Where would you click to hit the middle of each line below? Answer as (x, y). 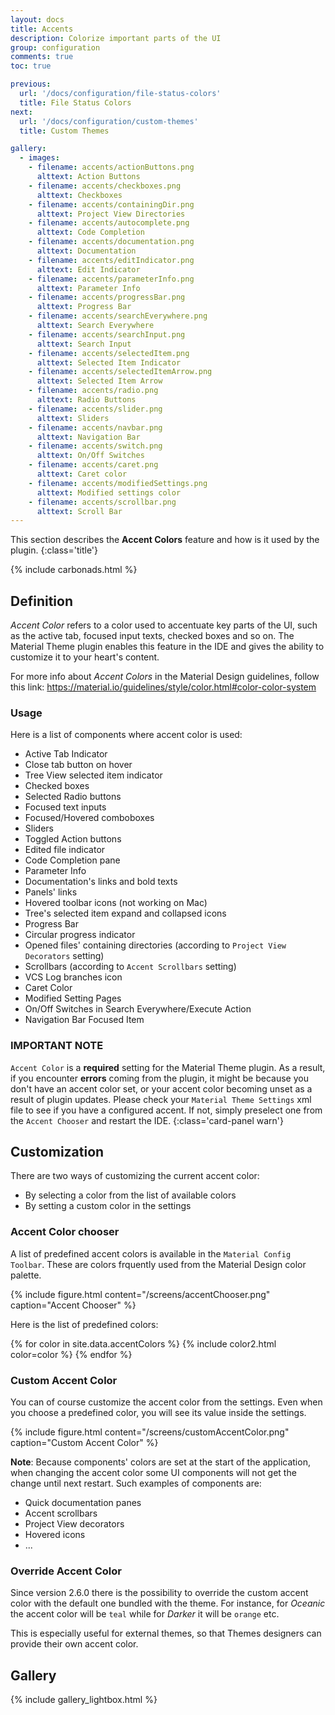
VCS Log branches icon (73, 977)
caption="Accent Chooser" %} (73, 1305)
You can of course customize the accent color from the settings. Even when (166, 1402)
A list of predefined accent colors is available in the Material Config (151, 1253)
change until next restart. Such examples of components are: (136, 1483)
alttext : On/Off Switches (90, 456)
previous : (31, 84)
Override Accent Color (66, 1571)
